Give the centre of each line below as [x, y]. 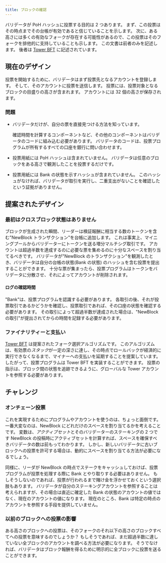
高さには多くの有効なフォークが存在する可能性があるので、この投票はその [81, 37]
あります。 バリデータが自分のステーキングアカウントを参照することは [86, 486]
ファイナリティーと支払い [35, 332]
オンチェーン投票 [26, 408]
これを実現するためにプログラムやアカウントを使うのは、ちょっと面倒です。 [83, 419]
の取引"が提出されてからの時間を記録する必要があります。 [64, 318]
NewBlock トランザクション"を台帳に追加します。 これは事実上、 [78, 237]
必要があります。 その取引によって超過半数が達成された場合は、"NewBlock [82, 312]
